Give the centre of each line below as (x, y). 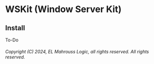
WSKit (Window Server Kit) (64, 9)
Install (15, 28)
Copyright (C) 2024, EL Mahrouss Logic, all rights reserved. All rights (77, 51)
